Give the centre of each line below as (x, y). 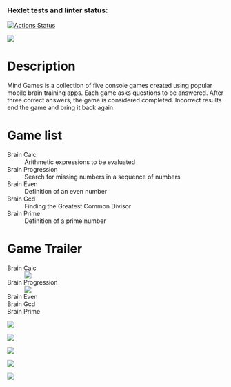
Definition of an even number (66, 192)
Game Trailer (45, 249)
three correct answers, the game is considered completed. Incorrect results (114, 100)
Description (41, 66)
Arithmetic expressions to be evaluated (80, 162)
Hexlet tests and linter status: (58, 10)
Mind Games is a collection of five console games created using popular (110, 86)
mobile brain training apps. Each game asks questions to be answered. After (115, 93)
